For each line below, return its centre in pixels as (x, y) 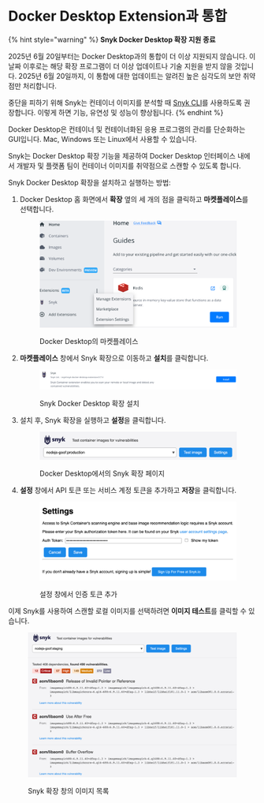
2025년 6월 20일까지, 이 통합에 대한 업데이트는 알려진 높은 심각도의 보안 (130, 76)
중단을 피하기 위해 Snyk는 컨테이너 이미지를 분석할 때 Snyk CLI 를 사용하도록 (125, 103)
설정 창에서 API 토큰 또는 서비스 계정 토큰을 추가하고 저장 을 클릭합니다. (128, 491)
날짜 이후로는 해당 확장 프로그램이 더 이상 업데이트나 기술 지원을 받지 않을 (121, 66)
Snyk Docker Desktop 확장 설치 (89, 403)
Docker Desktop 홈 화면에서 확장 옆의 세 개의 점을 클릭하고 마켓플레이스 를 (134, 199)
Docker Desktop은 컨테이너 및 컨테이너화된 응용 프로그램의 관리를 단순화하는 (127, 129)
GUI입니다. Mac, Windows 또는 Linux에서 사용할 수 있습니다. (102, 139)
